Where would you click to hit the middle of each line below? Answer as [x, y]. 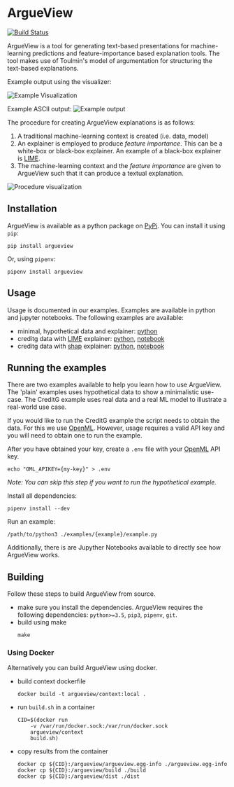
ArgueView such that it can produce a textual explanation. [100, 173]
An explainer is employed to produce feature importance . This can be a [120, 143]
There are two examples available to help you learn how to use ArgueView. [115, 385]
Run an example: [31, 522]
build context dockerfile [51, 681]
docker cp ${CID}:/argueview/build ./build [82, 771]
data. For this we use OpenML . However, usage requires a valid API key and [116, 428]
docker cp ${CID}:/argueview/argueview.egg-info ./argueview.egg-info [122, 765]
